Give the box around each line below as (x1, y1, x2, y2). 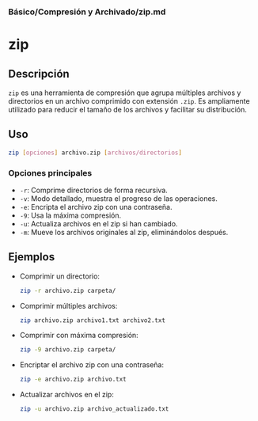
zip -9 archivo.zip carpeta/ (19, 346, 116, 354)
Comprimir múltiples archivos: (19, 301, 118, 310)
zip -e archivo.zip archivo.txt (19, 375, 127, 384)
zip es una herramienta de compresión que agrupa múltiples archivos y (8, 88, 241, 97)
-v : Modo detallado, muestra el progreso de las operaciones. (19, 193, 218, 203)
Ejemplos (8, 250, 55, 264)
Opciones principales (8, 167, 93, 178)
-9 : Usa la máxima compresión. (19, 210, 122, 220)
